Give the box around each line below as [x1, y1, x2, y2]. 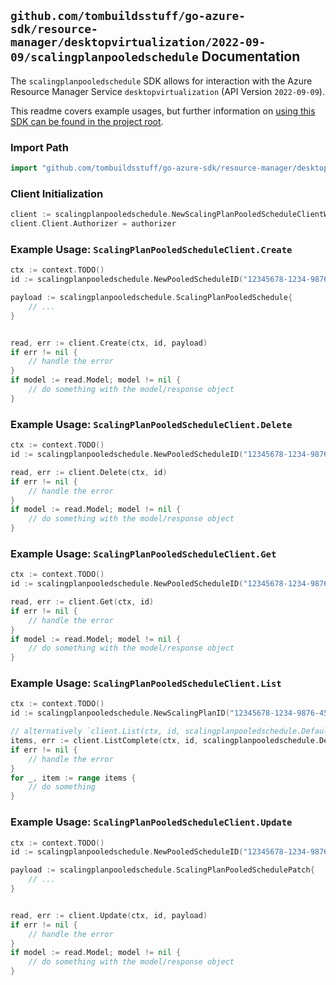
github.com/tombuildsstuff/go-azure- [10, 9, 246, 24]
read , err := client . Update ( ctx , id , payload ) [10, 910, 208, 920]
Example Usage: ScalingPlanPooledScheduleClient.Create [10, 242, 293, 256]
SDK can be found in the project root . [10, 115, 164, 127]
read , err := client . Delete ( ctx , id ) [10, 467, 168, 477]
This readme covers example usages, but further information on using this [10, 105, 316, 117]
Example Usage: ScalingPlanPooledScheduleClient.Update [10, 815, 293, 829]
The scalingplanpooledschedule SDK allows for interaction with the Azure [10, 75, 313, 87]
